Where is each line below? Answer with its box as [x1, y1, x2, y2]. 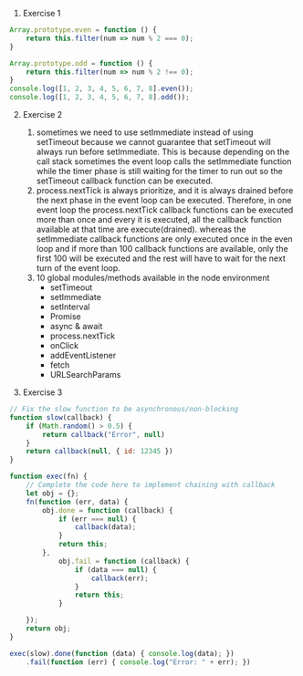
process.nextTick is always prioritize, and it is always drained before [36, 185, 294, 195]
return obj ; [26, 624, 71, 633]
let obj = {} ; [26, 488, 79, 498]
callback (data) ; [74, 523, 137, 532]
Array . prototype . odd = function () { [9, 58, 153, 68]
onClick [49, 340, 79, 350]
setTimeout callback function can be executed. [36, 175, 214, 186]
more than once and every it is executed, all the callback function [36, 214, 282, 224]
